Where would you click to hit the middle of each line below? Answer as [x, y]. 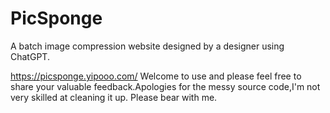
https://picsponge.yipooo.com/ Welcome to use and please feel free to [156, 76]
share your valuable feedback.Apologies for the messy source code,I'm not [165, 86]
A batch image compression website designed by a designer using [147, 46]
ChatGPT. [30, 56]
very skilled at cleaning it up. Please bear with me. [114, 97]
